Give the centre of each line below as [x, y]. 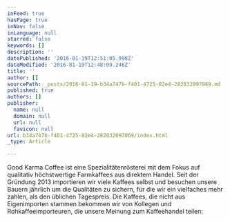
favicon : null [33, 129]
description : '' [30, 52]
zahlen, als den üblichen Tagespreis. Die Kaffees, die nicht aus [96, 196]
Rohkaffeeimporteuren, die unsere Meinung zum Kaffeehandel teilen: [105, 212]
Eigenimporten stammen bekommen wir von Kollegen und [89, 204]
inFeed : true [26, 13]
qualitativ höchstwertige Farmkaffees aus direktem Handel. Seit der [103, 175]
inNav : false [26, 26]
